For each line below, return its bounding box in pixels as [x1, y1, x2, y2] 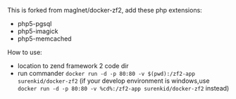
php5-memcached [17, 34, 72, 43]
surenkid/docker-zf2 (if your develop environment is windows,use [17, 77, 210, 85]
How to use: [7, 48, 42, 56]
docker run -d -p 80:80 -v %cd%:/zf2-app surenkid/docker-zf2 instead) [17, 84, 230, 92]
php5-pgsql [17, 20, 52, 27]
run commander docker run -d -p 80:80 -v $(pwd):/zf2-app [17, 70, 196, 77]
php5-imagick [17, 27, 58, 35]
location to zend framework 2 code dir [17, 62, 129, 70]
